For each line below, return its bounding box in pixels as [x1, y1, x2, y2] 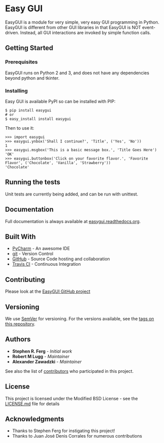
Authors [5, 335, 31, 344]
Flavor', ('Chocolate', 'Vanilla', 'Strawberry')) [5, 160, 111, 165]
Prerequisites [5, 58, 38, 65]
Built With [5, 232, 36, 241]
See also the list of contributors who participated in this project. [5, 368, 134, 374]
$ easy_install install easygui [5, 116, 71, 121]
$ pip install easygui [5, 108, 52, 113]
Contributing [5, 276, 45, 284]
